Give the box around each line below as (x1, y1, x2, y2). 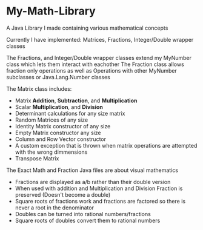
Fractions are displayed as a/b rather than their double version (15, 178, 171, 185)
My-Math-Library (6, 4, 96, 18)
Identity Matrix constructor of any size (15, 122, 111, 130)
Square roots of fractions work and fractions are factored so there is (15, 197, 186, 205)
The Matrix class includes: (6, 85, 72, 92)
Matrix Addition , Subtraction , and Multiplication (15, 97, 138, 104)
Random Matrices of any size (15, 116, 88, 123)
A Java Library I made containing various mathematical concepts (6, 24, 168, 31)
